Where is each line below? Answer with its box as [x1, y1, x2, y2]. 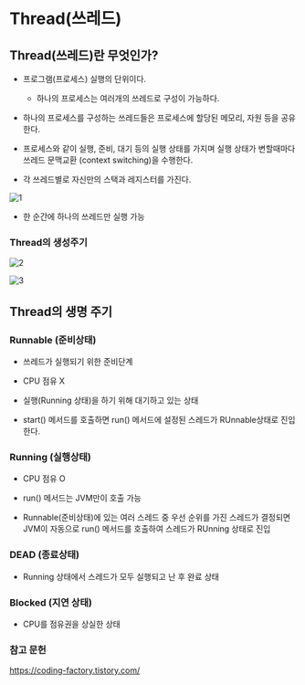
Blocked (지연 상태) [9, 595, 93, 608]
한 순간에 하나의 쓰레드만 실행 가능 [22, 211, 145, 222]
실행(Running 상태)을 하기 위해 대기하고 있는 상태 [22, 395, 199, 406]
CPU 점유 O [22, 473, 66, 484]
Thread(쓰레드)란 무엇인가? [9, 47, 159, 63]
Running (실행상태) [9, 450, 91, 463]
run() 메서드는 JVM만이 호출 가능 [22, 492, 142, 503]
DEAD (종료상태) [9, 549, 80, 562]
